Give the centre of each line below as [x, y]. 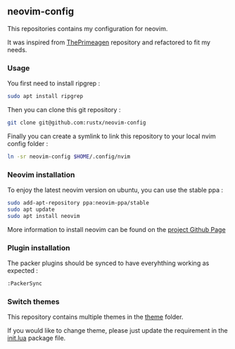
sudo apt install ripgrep [45, 97]
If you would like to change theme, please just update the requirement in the [118, 331]
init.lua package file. [37, 338]
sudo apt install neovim [44, 216]
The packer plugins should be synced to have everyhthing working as [108, 263]
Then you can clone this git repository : [64, 109]
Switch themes [33, 301]
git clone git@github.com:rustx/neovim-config [77, 123]
